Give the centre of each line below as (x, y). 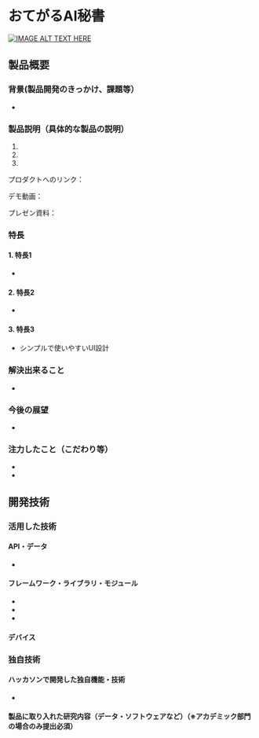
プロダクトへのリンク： (46, 179)
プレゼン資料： (32, 212)
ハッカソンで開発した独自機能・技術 (67, 680)
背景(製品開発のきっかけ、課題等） (73, 90)
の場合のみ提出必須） (42, 726)
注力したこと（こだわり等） (60, 449)
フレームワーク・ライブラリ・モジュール (73, 583)
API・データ (28, 546)
